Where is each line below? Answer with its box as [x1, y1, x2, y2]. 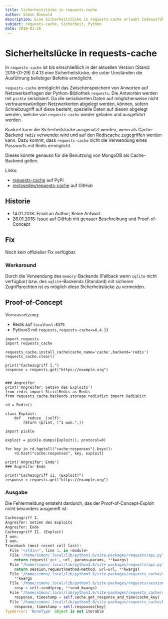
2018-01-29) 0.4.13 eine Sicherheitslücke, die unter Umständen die [5, 70, 142, 76]
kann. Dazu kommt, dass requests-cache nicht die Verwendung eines [5, 137, 147, 143]
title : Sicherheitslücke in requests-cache [5, 7, 97, 13]
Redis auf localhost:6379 [12, 321, 65, 327]
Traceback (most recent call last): [5, 544, 81, 549]
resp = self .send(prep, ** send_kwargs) [14, 585, 97, 591]
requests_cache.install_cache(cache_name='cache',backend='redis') [5, 349, 149, 355]
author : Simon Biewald [5, 12, 52, 17]
